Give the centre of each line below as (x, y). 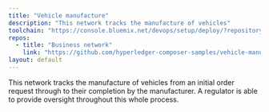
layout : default (35, 60)
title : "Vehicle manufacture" (59, 15)
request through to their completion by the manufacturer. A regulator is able (133, 91)
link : (32, 52)
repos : (19, 38)
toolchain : (26, 30)
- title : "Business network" (64, 45)
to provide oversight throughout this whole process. (94, 99)
